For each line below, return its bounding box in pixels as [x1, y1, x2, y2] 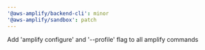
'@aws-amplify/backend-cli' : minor [7, 10, 109, 17]
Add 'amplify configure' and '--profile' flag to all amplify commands [7, 35, 199, 43]
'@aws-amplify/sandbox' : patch [7, 16, 97, 23]
